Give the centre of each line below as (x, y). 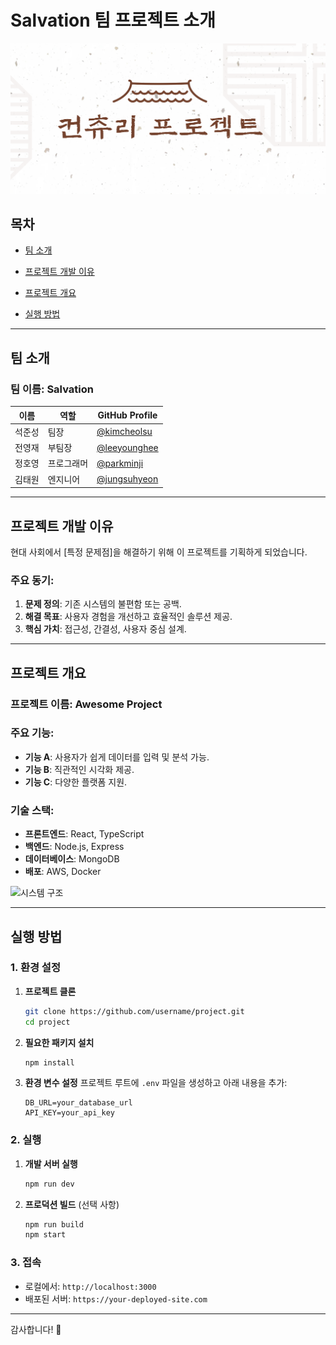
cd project (47, 1022)
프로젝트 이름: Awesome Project (86, 704)
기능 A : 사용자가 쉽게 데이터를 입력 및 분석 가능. (117, 757)
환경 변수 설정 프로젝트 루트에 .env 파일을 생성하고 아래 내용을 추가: (156, 1083)
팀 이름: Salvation (52, 389)
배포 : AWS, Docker (63, 872)
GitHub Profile (127, 415)
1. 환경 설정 (35, 968)
